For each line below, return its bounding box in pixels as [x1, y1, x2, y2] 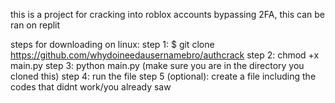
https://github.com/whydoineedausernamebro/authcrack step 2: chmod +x [10, 49, 320, 61]
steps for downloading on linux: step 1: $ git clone [10, 39, 215, 50]
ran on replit [10, 19, 61, 31]
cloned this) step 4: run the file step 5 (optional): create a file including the [10, 70, 317, 82]
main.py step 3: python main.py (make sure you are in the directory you [10, 60, 305, 71]
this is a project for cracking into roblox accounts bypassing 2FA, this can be [10, 9, 325, 20]
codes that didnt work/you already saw [10, 81, 172, 93]
